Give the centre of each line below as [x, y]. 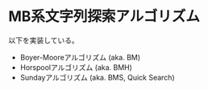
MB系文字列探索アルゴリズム [104, 16]
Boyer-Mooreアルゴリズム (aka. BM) [80, 57]
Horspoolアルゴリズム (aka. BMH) [76, 67]
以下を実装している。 [44, 40]
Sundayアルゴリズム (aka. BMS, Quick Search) [97, 77]
